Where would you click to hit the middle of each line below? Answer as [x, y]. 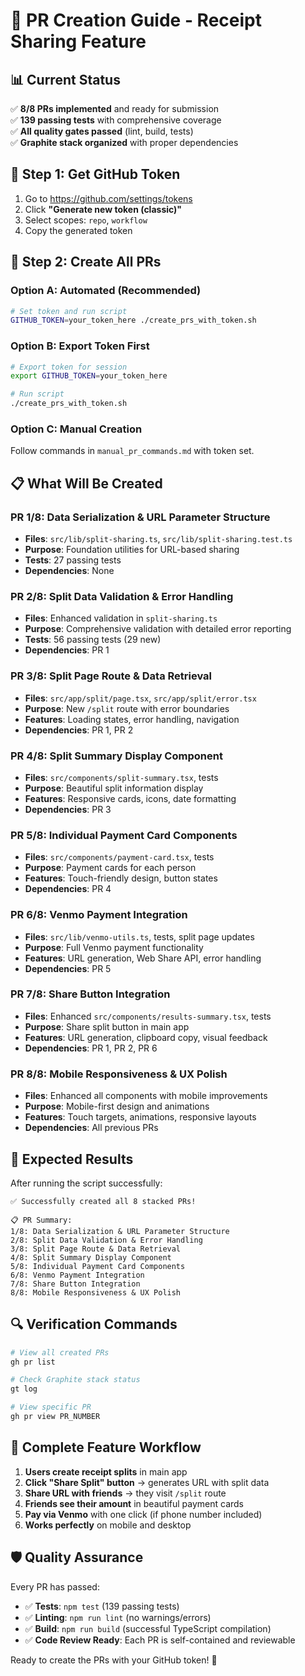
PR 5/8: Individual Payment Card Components [124, 835]
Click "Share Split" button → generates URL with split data [147, 1482]
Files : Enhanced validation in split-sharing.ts [121, 618]
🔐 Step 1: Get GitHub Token [95, 174]
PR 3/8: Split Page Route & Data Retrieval [111, 676]
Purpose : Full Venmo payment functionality [114, 947]
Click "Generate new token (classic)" [103, 209]
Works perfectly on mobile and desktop [108, 1525]
